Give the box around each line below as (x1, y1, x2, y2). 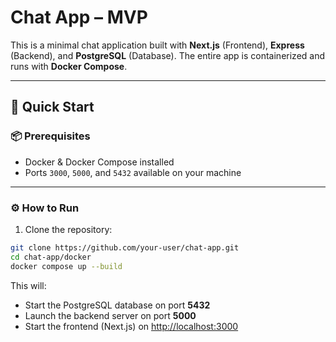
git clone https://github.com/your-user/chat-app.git (10, 242, 240, 253)
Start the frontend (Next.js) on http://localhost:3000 (24, 320, 239, 332)
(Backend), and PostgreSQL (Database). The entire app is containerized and (10, 49, 326, 61)
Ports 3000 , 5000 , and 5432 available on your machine (24, 166, 242, 178)
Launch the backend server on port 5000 (24, 309, 197, 321)
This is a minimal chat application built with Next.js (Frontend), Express (10, 39, 305, 51)
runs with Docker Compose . (10, 60, 128, 72)
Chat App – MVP (10, 6, 148, 29)
